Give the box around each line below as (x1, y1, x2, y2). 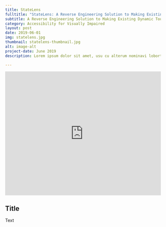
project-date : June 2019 (5, 49, 56, 54)
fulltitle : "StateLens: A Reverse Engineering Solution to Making (5, 12, 145, 17)
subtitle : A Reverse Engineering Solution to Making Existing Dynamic (5, 16, 154, 21)
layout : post (5, 26, 32, 31)
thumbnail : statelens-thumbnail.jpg (5, 40, 81, 45)
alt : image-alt (5, 44, 37, 49)
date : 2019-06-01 (5, 30, 41, 35)
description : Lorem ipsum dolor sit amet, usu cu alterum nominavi (5, 53, 147, 58)
